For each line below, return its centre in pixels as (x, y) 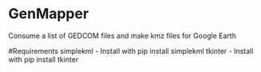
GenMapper (49, 14)
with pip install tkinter (43, 59)
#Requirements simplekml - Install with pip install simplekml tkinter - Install (131, 51)
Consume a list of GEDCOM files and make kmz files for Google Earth (123, 36)
